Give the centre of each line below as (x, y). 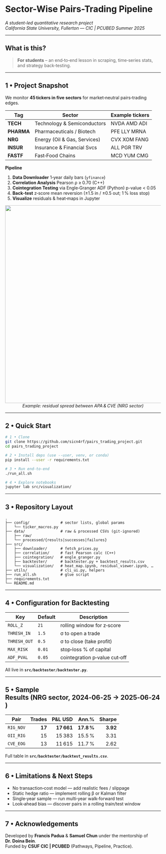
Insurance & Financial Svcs (66, 147)
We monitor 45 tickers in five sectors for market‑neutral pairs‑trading (76, 97)
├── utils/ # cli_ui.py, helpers (55, 570)
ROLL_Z (15, 625)
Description (93, 617)
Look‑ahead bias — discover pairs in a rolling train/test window (76, 804)
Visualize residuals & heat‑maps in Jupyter (56, 198)
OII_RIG (17, 736)
